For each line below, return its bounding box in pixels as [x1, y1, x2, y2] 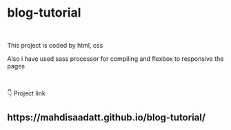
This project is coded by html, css [7, 41, 103, 49]
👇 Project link [7, 89, 46, 98]
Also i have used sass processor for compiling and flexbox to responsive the [7, 54, 224, 63]
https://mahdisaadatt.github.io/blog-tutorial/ [7, 112, 205, 124]
